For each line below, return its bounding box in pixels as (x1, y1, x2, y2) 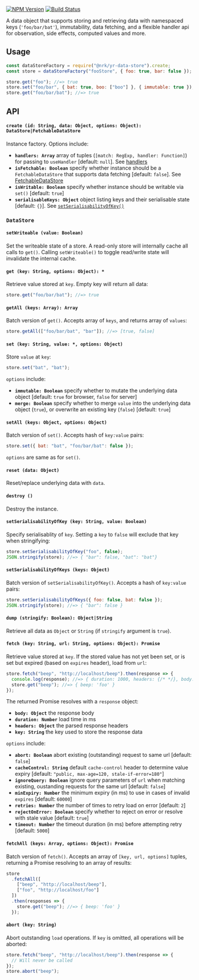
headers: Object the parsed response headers (14, 722, 129, 730)
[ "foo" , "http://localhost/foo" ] (17, 887, 99, 893)
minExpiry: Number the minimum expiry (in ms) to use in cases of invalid (14, 789, 190, 797)
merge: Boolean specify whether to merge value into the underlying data (14, 399, 191, 407)
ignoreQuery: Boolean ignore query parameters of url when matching (14, 776, 185, 784)
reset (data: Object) (6, 467, 60, 473)
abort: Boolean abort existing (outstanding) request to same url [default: (14, 751, 192, 759)
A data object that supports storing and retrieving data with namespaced (6, 17, 184, 24)
